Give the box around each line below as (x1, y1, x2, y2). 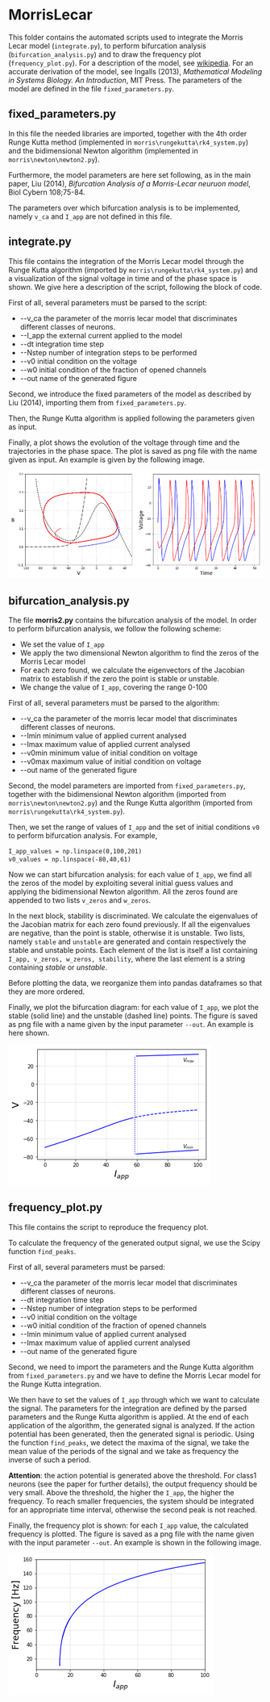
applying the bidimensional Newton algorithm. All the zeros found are (8, 887, 238, 896)
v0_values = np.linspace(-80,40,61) (8, 855, 131, 863)
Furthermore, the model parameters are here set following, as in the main (8, 170, 251, 179)
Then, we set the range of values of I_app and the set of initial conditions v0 (8, 822, 260, 832)
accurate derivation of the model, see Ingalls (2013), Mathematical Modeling (8, 66, 263, 76)
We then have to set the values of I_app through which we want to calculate (8, 1394, 260, 1404)
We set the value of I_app (19, 639, 105, 649)
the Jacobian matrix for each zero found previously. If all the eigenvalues (8, 919, 251, 929)
